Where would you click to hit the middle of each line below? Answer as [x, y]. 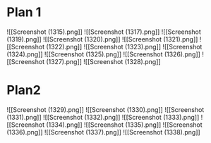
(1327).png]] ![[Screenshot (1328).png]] [103, 61]
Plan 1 [24, 12]
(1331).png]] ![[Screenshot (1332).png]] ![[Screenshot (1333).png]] [103, 117]
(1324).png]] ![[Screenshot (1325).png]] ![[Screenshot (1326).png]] [103, 54]
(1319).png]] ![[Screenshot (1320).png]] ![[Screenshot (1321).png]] [102, 39]
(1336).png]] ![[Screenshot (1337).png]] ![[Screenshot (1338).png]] [103, 132]
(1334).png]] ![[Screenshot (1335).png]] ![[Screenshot [124, 125]
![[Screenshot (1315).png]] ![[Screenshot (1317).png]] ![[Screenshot [104, 32]
